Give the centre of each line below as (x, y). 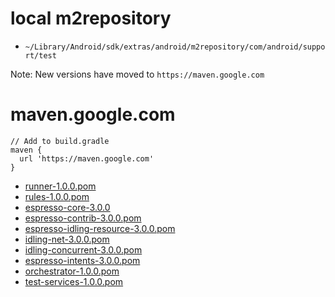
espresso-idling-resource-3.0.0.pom (100, 228)
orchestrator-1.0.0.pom (72, 271)
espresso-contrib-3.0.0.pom (83, 218)
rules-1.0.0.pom (57, 196)
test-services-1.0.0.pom (74, 281)
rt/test (40, 55)
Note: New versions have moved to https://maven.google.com (137, 74)
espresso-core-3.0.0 (67, 207)
